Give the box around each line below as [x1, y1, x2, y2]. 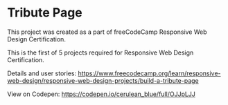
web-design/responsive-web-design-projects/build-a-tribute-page [7, 76, 199, 84]
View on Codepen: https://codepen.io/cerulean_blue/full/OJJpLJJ [7, 90, 196, 98]
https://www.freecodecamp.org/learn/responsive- [78, 69, 221, 77]
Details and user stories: [7, 69, 77, 77]
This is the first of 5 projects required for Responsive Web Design [7, 48, 194, 57]
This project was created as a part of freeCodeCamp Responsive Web [7, 28, 207, 36]
